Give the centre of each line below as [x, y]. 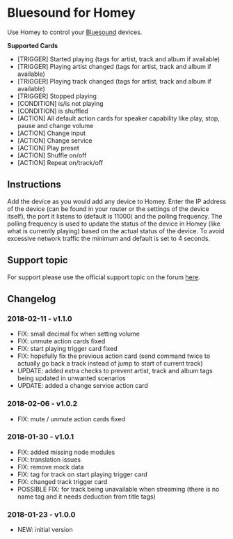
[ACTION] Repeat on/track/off [60, 162]
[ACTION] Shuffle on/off [52, 155]
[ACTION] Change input [51, 133]
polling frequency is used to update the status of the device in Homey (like [114, 224]
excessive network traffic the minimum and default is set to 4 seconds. [109, 238]
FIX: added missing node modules [66, 452]
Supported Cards [33, 45]
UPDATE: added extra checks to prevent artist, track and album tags [115, 371]
